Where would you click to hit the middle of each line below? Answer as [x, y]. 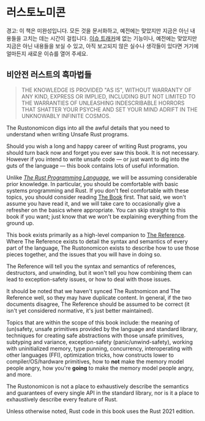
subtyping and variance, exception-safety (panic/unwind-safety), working [99, 342]
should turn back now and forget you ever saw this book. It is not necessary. [103, 152]
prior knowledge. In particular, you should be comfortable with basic [92, 184]
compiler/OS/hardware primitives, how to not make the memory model [95, 361]
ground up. [20, 223]
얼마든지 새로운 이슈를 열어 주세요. [47, 53]
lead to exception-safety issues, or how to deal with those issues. [89, 279]
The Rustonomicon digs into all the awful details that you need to [88, 128]
